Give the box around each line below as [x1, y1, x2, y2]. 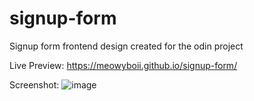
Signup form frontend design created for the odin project [9, 40, 244, 52]
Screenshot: [9, 78, 60, 91]
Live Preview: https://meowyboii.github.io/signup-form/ [9, 59, 238, 71]
